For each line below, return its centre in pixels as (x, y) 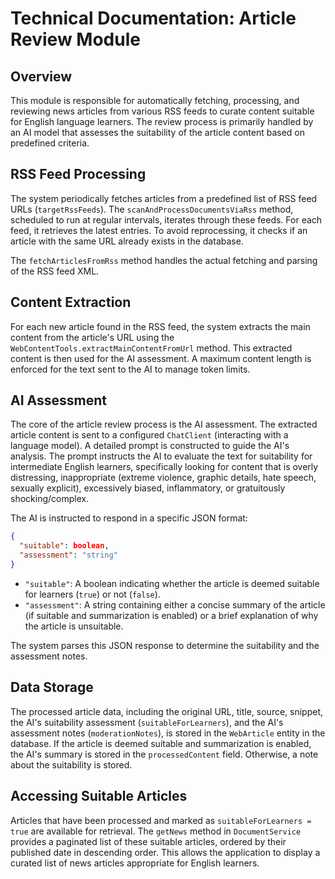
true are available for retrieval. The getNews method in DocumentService (156, 831)
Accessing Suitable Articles (99, 796)
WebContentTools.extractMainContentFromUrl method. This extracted (151, 348)
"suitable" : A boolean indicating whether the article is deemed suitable (172, 583)
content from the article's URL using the (92, 337)
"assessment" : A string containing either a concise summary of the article (175, 604)
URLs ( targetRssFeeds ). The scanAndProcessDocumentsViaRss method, (152, 209)
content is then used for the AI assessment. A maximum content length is (161, 358)
